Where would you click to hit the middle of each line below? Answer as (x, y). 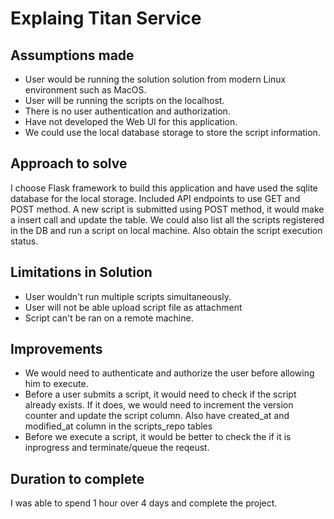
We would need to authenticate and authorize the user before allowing (169, 373)
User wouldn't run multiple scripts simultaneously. (128, 296)
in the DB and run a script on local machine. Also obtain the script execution (166, 230)
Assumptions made (72, 55)
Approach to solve (69, 163)
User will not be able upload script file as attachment (133, 307)
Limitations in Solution (81, 272)
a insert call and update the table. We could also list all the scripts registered (167, 219)
